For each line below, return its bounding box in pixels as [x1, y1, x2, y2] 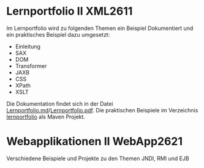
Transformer [15, 62, 47, 70]
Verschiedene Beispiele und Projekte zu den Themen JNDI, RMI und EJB [6, 155, 189, 162]
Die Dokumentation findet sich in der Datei [6, 100, 113, 108]
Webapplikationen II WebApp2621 [6, 134, 183, 148]
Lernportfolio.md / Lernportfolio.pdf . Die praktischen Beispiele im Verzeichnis [6, 106, 198, 114]
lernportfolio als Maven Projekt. [6, 113, 86, 120]
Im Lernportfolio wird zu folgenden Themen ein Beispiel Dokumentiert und [6, 24, 194, 32]
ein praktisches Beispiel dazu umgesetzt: [6, 31, 110, 38]
